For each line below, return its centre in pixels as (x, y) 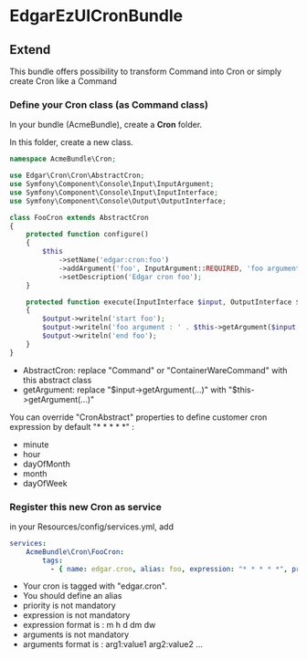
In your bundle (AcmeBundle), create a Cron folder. (106, 125)
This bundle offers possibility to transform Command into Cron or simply (145, 71)
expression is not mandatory (76, 615)
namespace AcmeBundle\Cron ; (63, 159)
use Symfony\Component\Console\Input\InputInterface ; (114, 193)
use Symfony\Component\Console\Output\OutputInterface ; (118, 201)
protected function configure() (87, 235)
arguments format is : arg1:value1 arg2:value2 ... (113, 644)
